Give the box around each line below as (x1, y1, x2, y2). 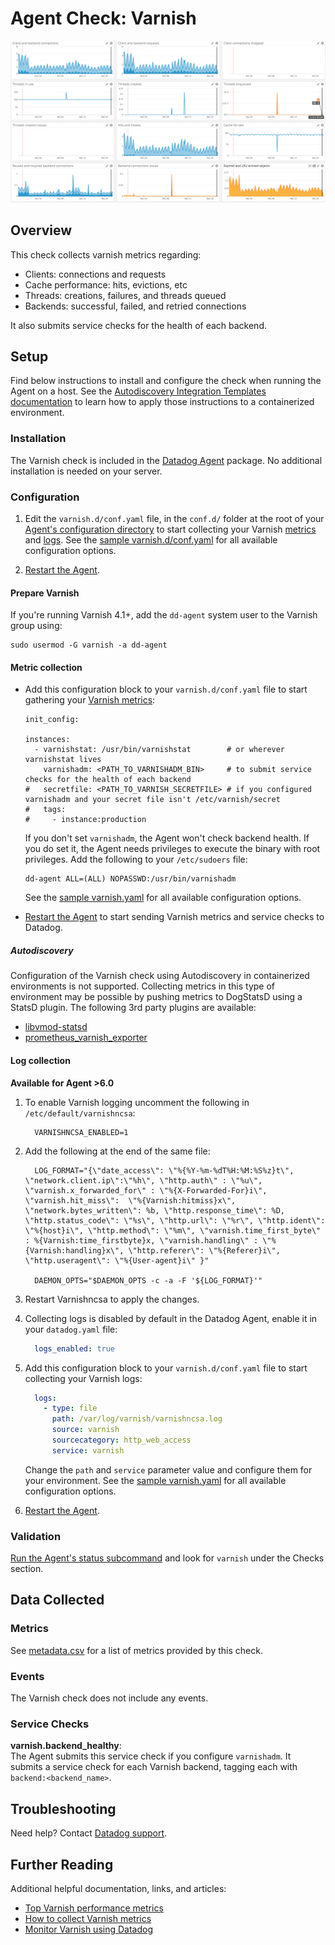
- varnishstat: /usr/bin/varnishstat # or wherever (34, 745, 286, 755)
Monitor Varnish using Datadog (24, 1923, 153, 1935)
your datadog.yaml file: (24, 1323, 118, 1335)
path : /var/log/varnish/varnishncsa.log (51, 1414, 223, 1424)
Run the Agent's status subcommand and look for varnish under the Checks (10, 1552, 325, 1564)
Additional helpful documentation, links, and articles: (10, 1882, 227, 1894)
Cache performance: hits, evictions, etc (24, 278, 188, 291)
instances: (24, 735, 71, 745)
